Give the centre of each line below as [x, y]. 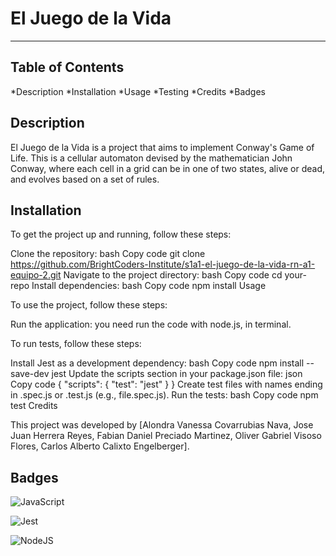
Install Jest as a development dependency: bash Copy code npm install [157, 363]
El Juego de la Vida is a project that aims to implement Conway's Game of [162, 147]
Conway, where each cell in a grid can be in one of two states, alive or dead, [168, 168]
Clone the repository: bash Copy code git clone [108, 254]
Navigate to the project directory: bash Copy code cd [173, 275]
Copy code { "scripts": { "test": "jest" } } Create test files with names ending [166, 384]
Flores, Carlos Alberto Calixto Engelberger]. [100, 446]
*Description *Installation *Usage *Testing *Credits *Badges [138, 91]
